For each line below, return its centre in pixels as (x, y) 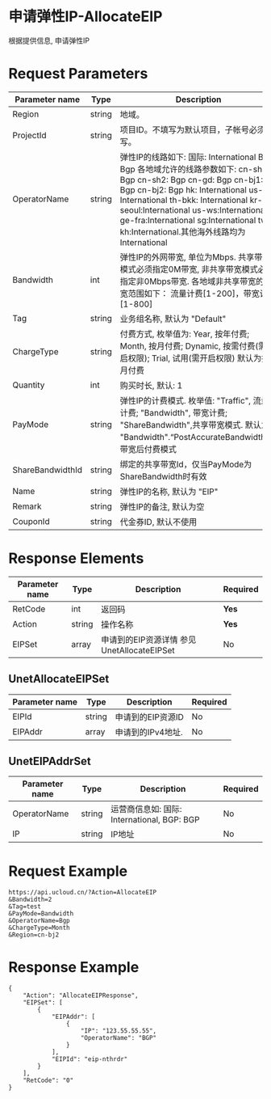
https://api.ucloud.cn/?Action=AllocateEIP (83, 893)
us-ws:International (230, 209)
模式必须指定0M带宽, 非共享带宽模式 (189, 269)
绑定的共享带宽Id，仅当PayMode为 (186, 464)
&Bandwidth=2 (30, 900)
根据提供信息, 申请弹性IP (49, 40)
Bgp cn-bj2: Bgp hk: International (183, 189)
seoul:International (155, 209)
